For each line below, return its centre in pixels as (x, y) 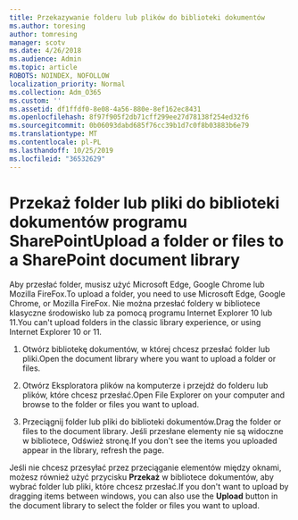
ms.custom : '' (36, 101)
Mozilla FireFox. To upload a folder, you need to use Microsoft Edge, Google (147, 294)
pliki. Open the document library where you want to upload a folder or (149, 359)
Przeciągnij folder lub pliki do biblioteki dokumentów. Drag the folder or (152, 422)
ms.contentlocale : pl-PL (55, 142)
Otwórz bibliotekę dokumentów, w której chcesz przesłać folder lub (146, 349)
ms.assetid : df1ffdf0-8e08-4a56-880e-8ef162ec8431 (105, 109)
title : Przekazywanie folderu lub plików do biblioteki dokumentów (137, 17)
